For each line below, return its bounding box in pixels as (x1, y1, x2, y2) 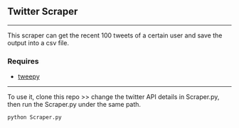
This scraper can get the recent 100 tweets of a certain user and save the (7, 31, 223, 40)
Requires (7, 56, 39, 66)
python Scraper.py (7, 114, 62, 121)
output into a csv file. (7, 38, 70, 47)
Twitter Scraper (7, 6, 78, 18)
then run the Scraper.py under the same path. (7, 100, 141, 109)
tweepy (17, 72, 41, 81)
